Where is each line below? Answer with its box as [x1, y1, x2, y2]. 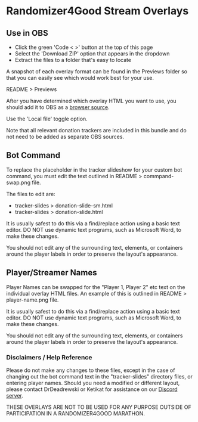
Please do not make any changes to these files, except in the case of [6, 367, 175, 374]
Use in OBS [6, 28, 49, 38]
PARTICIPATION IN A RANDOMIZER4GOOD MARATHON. [6, 409, 145, 417]
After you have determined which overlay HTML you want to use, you [6, 97, 177, 104]
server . [6, 392, 24, 399]
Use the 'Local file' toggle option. [6, 115, 88, 122]
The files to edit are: [6, 190, 55, 197]
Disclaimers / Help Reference [6, 353, 92, 361]
